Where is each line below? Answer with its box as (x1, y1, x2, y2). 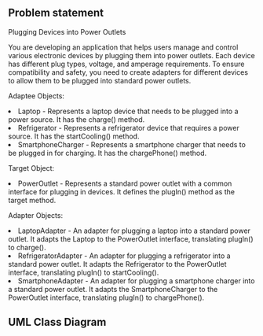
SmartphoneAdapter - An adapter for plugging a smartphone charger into (18, 275, 255, 286)
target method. (8, 195, 57, 205)
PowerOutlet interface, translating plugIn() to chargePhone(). (8, 293, 205, 302)
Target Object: (8, 163, 55, 172)
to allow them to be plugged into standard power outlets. (8, 76, 192, 85)
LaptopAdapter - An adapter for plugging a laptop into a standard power (18, 226, 251, 235)
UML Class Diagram (8, 316, 107, 329)
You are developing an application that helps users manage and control (8, 42, 239, 52)
